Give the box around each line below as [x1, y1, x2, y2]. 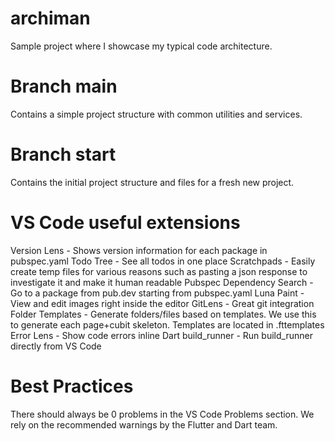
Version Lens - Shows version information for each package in [10, 244, 268, 256]
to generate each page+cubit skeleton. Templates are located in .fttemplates [10, 318, 325, 331]
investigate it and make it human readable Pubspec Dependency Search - [10, 276, 314, 288]
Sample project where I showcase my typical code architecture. [10, 40, 273, 52]
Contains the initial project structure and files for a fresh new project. [10, 176, 295, 188]
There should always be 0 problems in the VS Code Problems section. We [10, 408, 315, 420]
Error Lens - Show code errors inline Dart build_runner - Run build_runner [10, 329, 313, 341]
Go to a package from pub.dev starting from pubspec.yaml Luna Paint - [10, 287, 305, 299]
